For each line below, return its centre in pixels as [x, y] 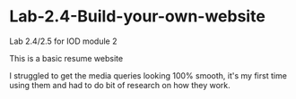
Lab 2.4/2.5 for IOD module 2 [63, 41]
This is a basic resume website [66, 58]
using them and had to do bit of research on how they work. [120, 85]
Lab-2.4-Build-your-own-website [138, 16]
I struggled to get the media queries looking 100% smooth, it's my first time [148, 75]
